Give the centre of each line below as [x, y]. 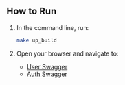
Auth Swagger [47, 74]
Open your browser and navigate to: [67, 53]
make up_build [36, 40]
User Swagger [47, 66]
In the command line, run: [53, 27]
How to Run [32, 11]
